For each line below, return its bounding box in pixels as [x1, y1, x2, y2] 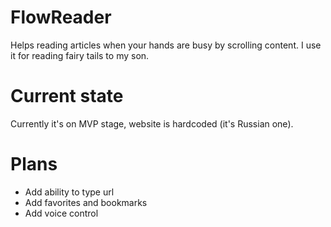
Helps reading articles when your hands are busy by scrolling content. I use [10, 39, 322, 51]
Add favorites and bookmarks [24, 196, 148, 208]
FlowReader [10, 6, 112, 29]
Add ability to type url [24, 186, 115, 198]
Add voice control [24, 207, 99, 219]
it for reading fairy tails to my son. [10, 49, 150, 61]
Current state [10, 85, 124, 108]
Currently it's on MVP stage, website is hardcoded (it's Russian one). [10, 117, 294, 130]
